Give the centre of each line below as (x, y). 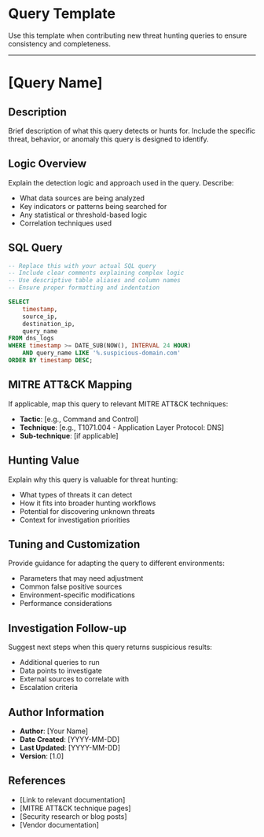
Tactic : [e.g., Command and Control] (79, 419)
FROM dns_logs (31, 339)
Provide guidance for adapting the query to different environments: (117, 564)
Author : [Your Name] (54, 731)
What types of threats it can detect (76, 494)
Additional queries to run (59, 663)
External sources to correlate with (74, 679)
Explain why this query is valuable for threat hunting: (93, 479)
